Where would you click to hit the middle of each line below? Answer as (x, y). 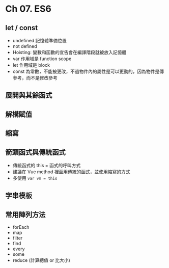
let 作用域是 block (31, 65)
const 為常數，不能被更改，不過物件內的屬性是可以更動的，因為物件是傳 (88, 71)
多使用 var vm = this (35, 178)
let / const (22, 28)
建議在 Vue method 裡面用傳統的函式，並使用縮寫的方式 (71, 172)
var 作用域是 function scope (42, 59)
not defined (25, 46)
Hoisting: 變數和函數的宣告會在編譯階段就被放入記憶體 (69, 52)
